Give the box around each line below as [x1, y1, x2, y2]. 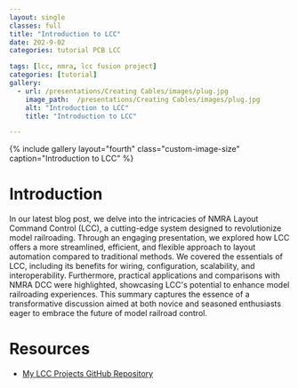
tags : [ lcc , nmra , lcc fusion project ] [9, 62, 157, 71]
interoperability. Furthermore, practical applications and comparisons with [9, 270, 280, 281]
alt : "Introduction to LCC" [25, 103, 129, 112]
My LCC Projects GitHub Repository [21, 368, 154, 379]
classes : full [9, 21, 62, 30]
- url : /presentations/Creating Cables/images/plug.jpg [17, 86, 229, 96]
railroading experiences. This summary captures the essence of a [9, 289, 251, 300]
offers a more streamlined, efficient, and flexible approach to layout [9, 242, 256, 253]
